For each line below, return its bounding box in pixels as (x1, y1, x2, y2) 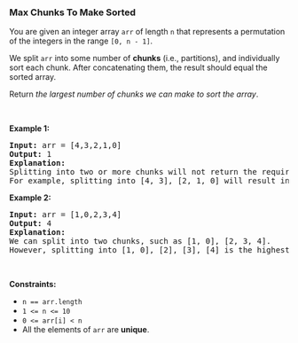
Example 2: (9, 192, 51, 203)
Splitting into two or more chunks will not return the (9, 167, 257, 177)
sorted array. (9, 72, 56, 82)
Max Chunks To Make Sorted (9, 6, 136, 19)
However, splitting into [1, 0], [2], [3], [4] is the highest (9, 246, 290, 255)
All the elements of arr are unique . (21, 324, 150, 335)
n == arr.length (21, 298, 82, 307)
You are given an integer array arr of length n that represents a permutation (9, 27, 286, 37)
